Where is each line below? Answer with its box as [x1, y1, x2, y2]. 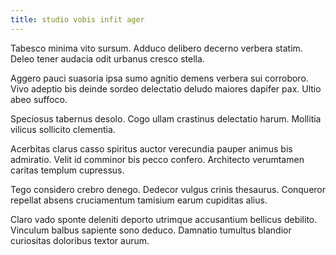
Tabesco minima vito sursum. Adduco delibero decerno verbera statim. [10, 42, 303, 54]
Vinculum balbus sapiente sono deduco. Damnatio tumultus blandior [10, 224, 292, 236]
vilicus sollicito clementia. [10, 123, 116, 135]
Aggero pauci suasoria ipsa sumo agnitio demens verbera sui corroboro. [10, 72, 309, 84]
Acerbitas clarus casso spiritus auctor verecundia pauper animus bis [10, 142, 293, 155]
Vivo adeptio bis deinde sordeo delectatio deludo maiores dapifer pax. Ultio [10, 82, 322, 95]
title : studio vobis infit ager [10, 14, 145, 25]
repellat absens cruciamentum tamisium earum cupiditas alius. [10, 194, 268, 206]
